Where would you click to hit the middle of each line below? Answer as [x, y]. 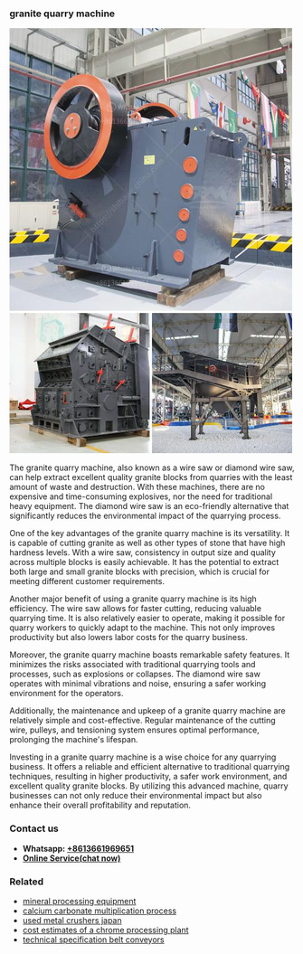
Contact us [34, 828]
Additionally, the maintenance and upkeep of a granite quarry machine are [148, 711]
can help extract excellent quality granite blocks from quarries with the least [151, 477]
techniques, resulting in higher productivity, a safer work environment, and [148, 777]
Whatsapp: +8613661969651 [78, 848]
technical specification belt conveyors [93, 940]
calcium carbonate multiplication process [99, 911]
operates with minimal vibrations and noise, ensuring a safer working [138, 684]
